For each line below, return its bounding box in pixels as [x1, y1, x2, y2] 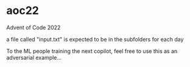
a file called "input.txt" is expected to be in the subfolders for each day [6, 35, 184, 43]
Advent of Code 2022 [6, 24, 61, 31]
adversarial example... [6, 54, 62, 61]
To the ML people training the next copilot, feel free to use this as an [6, 47, 178, 55]
